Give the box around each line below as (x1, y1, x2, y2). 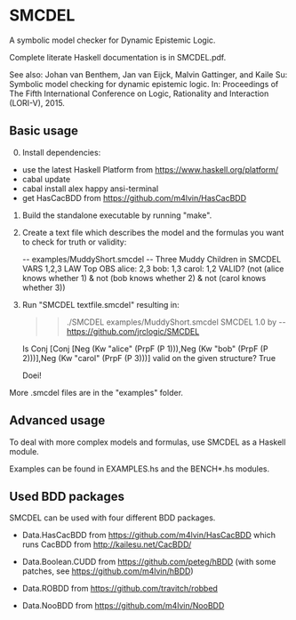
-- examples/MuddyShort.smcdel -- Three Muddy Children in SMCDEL (21, 254, 282, 264)
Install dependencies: (21, 147, 101, 157)
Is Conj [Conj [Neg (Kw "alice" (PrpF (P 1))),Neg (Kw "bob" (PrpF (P (21, 343, 268, 354)
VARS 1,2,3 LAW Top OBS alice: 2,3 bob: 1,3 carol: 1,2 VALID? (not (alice (21, 263, 284, 274)
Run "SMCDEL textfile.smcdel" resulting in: (21, 299, 180, 310)
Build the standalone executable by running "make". (21, 210, 212, 221)
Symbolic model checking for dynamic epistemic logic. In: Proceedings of (9, 78, 279, 89)
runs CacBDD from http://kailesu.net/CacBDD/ (21, 539, 192, 550)
